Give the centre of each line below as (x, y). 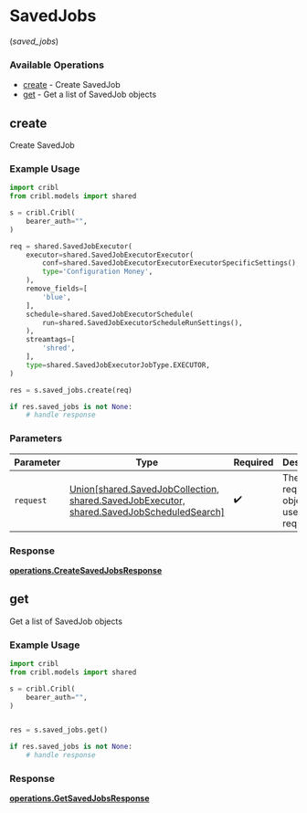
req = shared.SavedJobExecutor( (71, 246)
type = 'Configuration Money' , (98, 272)
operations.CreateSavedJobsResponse (86, 570)
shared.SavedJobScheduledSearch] (147, 512)
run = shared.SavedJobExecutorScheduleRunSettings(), (143, 322)
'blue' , (57, 297)
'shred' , (59, 348)
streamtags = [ (51, 340)
